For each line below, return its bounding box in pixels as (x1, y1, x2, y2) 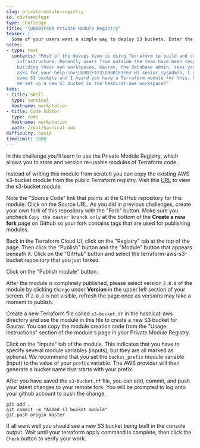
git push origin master (6, 412, 65, 418)
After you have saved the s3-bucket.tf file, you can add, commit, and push (6, 377, 190, 384)
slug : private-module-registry (6, 8, 84, 15)
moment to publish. (6, 298, 54, 305)
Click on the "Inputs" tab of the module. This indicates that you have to (6, 340, 180, 347)
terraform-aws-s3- (140, 250, 187, 257)
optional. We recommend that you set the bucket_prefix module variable (6, 353, 185, 360)
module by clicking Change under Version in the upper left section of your (6, 286, 186, 293)
